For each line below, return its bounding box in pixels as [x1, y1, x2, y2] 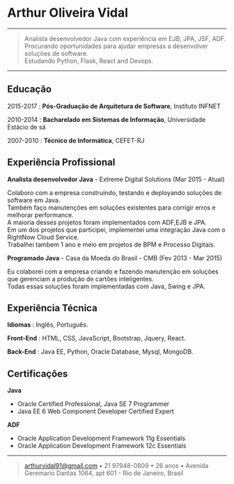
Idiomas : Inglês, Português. [7, 320, 88, 329]
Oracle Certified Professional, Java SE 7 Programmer [17, 400, 170, 408]
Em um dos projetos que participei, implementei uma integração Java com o [7, 225, 226, 234]
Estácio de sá [7, 123, 46, 131]
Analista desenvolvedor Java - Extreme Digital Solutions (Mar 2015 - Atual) [7, 175, 225, 183]
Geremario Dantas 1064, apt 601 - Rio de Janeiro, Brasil [24, 469, 184, 478]
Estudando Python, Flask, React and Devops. [24, 56, 154, 65]
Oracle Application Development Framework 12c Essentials [17, 442, 187, 450]
